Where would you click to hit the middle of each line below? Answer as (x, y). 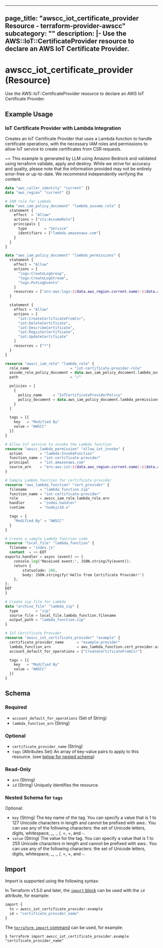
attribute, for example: (27, 896)
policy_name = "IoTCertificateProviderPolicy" (70, 395)
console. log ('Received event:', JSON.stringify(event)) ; (73, 561)
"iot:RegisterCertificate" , (46, 332)
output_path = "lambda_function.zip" (48, 620)
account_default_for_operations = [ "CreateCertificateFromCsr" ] (76, 651)
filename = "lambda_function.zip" (50, 489)
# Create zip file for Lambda (36, 602)
